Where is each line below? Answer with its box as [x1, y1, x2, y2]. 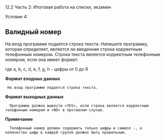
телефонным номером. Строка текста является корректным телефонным [5, 51, 161, 57]
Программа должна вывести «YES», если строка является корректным [9, 103, 149, 108]
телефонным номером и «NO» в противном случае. [5, 108, 105, 112]
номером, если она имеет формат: [5, 56, 79, 62]
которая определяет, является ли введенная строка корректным [5, 46, 142, 52]
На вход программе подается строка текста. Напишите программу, [5, 41, 149, 47]
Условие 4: [5, 14, 28, 19]
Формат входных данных [5, 76, 61, 82]
